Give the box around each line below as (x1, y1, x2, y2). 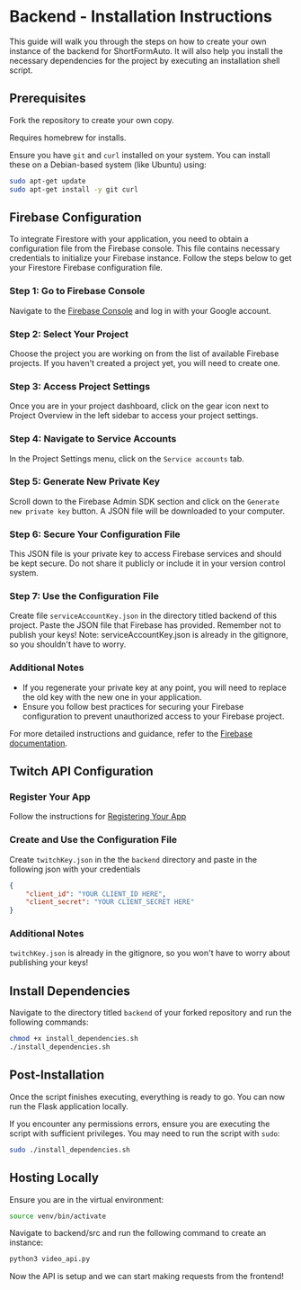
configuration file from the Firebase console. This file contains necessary (9, 243, 280, 254)
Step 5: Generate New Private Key (9, 475, 160, 488)
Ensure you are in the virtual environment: (9, 1194, 164, 1205)
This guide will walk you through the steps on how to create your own (9, 36, 267, 47)
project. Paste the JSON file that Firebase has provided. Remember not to (9, 620, 281, 631)
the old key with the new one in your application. (22, 691, 202, 703)
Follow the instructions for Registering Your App (9, 811, 187, 822)
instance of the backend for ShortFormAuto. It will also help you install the (9, 45, 283, 56)
